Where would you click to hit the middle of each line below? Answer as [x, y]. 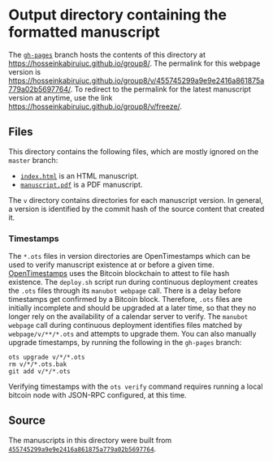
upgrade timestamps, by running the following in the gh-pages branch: [125, 343]
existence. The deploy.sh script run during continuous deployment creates [133, 282]
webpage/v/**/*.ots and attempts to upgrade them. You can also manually [132, 334]
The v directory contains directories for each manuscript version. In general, [136, 200]
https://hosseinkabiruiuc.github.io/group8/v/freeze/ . [95, 106]
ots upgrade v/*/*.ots [47, 358]
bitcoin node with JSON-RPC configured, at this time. [97, 395]
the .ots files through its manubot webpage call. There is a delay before [125, 291]
